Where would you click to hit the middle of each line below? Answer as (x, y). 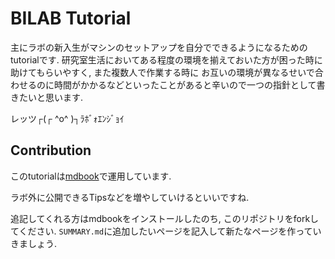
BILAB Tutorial (71, 18)
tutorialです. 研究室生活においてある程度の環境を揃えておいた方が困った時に (166, 59)
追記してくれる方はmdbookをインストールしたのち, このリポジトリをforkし (165, 218)
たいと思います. (51, 97)
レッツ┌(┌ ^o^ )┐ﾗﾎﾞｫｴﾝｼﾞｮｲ (67, 118)
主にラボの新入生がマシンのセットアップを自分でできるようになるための (159, 47)
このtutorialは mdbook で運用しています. (91, 176)
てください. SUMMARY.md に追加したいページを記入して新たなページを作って (161, 231)
